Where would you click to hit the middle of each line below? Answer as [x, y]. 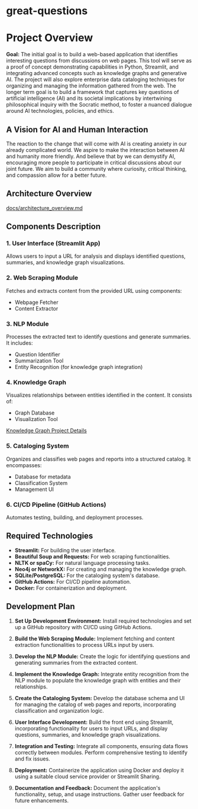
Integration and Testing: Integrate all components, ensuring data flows [101, 746]
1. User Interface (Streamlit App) [53, 244]
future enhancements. [42, 800]
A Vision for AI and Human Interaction [77, 129]
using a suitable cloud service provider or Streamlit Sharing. [87, 776]
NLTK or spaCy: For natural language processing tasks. [82, 562]
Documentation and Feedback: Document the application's [87, 788]
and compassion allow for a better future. [56, 175]
